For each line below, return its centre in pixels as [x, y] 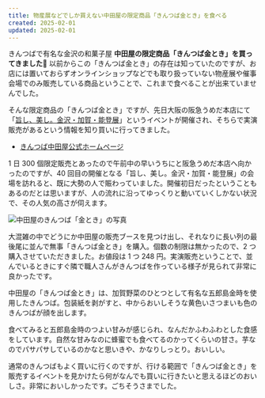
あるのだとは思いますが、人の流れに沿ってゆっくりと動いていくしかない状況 [132, 193]
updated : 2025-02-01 [42, 30]
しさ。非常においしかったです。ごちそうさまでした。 [95, 386]
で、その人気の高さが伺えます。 [60, 203]
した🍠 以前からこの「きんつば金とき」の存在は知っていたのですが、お [143, 63]
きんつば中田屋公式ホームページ [72, 146]
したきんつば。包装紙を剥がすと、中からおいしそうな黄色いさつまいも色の [136, 303]
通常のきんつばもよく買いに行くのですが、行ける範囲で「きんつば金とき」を [133, 366]
